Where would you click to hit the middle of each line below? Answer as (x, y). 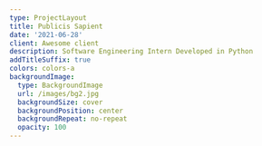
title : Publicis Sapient (56, 26)
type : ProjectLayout (49, 18)
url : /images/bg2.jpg (58, 93)
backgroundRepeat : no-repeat (73, 119)
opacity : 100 (42, 128)
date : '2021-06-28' (46, 34)
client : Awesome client (54, 43)
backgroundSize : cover (60, 102)
